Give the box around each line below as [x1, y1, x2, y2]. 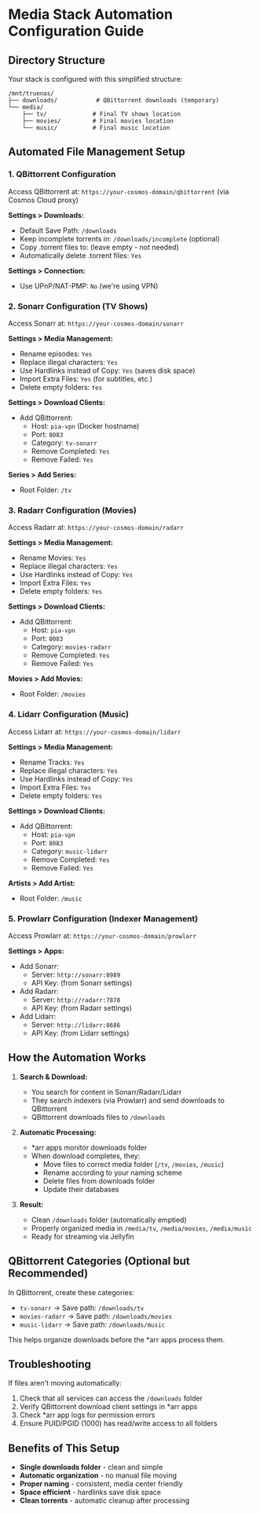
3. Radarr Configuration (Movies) [8, 505, 137, 516]
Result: [19, 1199, 44, 1209]
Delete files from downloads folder [42, 1176, 156, 1185]
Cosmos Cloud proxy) [8, 195, 79, 204]
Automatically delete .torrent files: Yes [19, 250, 142, 260]
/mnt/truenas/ [8, 90, 55, 98]
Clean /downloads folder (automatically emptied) [31, 1215, 187, 1224]
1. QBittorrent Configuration [8, 169, 116, 180]
